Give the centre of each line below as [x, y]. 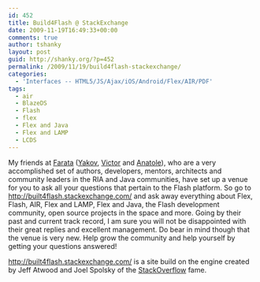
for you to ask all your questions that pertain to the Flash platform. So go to [130, 187]
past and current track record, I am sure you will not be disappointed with [127, 221]
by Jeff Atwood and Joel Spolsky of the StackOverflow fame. [108, 269]
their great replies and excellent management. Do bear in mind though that [129, 229]
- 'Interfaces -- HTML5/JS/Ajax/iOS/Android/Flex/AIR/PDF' [114, 81]
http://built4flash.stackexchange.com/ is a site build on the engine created [129, 262]
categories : [28, 74]
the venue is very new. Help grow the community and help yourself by [122, 238]
